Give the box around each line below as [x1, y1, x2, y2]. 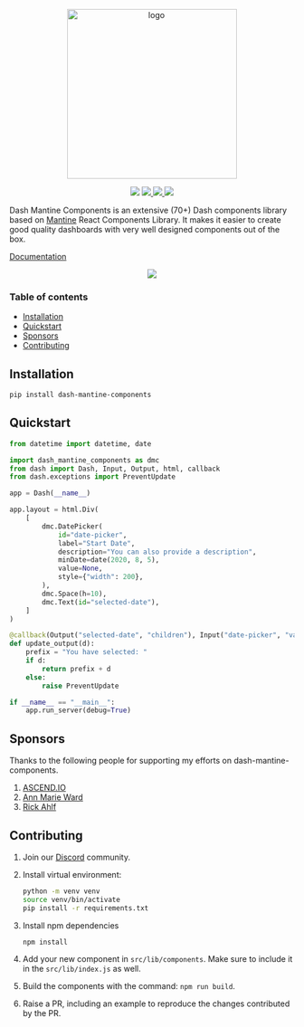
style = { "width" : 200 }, [57, 573, 144, 582]
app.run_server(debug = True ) [25, 706, 131, 715]
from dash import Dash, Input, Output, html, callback [9, 464, 221, 473]
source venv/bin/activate [22, 895, 120, 904]
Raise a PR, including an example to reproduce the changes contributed [22, 998, 290, 1009]
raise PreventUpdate [42, 681, 119, 690]
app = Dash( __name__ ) [9, 489, 91, 498]
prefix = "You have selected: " [25, 648, 147, 657]
